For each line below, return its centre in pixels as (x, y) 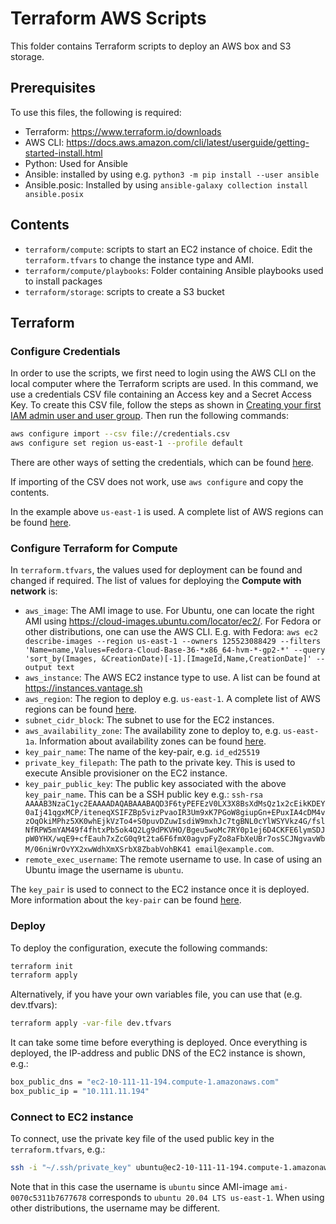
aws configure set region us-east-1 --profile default (127, 443)
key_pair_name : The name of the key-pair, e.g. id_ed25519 (142, 752)
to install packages (63, 281)
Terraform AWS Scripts (108, 18)
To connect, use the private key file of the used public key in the (142, 1139)
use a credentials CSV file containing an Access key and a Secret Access (161, 394)
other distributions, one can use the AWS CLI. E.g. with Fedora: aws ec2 (171, 632)
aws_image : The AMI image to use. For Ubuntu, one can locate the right (169, 611)
